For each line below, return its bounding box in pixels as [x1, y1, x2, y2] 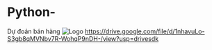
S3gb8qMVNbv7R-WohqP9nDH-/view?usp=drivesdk [7, 34, 158, 42]
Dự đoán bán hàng [7, 27, 60, 35]
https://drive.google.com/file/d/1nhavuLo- [84, 27, 205, 35]
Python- [7, 4, 56, 20]
